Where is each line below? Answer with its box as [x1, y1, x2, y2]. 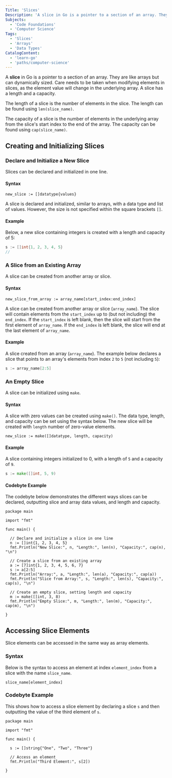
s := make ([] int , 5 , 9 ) [5, 471, 56, 476]
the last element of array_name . [5, 327, 71, 334]
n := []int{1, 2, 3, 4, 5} [10, 540, 68, 546]
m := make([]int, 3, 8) [10, 594, 60, 599]
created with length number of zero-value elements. [5, 424, 116, 430]
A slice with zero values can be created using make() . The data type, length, [5, 413, 165, 419]
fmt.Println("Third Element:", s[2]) [10, 759, 91, 764]
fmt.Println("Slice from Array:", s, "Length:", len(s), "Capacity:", [10, 576, 164, 581]
